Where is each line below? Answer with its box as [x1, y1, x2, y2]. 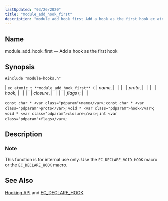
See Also [5, 176, 33, 185]
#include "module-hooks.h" [5, 76, 61, 81]
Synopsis [5, 63, 35, 71]
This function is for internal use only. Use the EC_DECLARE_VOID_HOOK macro [5, 156, 158, 162]
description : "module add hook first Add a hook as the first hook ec [5, 16, 155, 21]
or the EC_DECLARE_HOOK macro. [5, 162, 68, 168]
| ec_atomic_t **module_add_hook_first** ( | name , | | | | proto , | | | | [5, 85, 157, 90]
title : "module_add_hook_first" [5, 12, 72, 17]
